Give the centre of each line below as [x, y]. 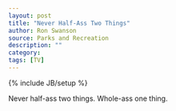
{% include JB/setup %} [48, 83]
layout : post [30, 16]
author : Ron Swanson [43, 30]
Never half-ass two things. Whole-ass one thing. [88, 98]
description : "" [35, 46]
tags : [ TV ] [26, 61]
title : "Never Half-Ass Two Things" [69, 23]
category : [25, 53]
